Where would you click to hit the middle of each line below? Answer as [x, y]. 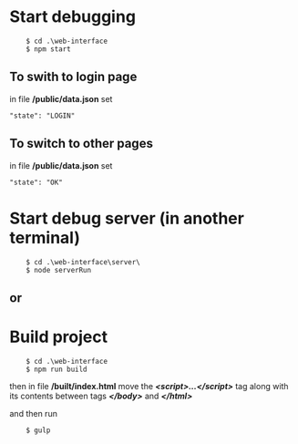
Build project [58, 337]
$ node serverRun [59, 270]
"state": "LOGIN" [42, 116]
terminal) [45, 237]
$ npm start [48, 49]
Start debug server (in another [127, 218]
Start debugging [73, 17]
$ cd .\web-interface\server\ [83, 262]
